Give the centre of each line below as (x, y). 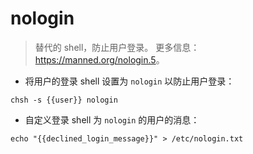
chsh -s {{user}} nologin (64, 100)
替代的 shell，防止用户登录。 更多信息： (117, 47)
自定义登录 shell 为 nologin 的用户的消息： (112, 119)
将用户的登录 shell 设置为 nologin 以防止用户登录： (129, 81)
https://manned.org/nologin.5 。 (99, 59)
